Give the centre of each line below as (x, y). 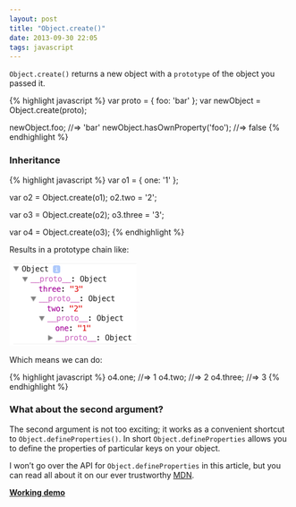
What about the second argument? (86, 409)
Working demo (37, 492)
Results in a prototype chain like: (69, 249)
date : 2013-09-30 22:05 (54, 38)
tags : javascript (42, 47)
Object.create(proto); (48, 110)
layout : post (34, 19)
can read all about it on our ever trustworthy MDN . (102, 475)
